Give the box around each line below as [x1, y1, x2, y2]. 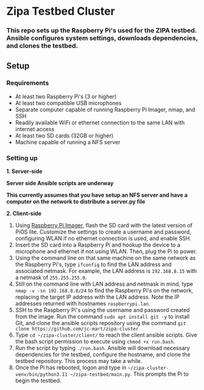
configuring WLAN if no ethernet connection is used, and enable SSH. [15, 235, 192, 242]
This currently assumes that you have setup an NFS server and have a [6, 191, 188, 199]
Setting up [6, 153, 38, 162]
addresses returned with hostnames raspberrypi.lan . [15, 300, 151, 307]
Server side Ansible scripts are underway [6, 180, 114, 187]
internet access [15, 125, 55, 132]
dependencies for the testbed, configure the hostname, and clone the [15, 351, 191, 358]
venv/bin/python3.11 [15, 372, 68, 378]
